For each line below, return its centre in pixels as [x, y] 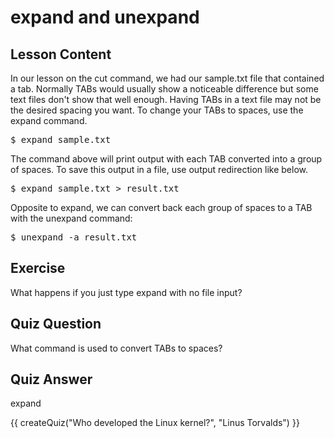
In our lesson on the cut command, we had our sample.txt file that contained [167, 78]
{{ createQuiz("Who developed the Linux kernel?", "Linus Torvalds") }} [155, 423]
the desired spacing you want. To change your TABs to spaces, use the [157, 110]
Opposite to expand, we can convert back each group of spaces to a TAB [161, 207]
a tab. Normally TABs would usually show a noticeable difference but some [164, 89]
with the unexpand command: [71, 218]
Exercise [38, 268]
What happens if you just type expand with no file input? [126, 292]
